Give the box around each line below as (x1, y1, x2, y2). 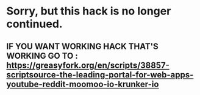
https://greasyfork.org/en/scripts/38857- (6, 60, 170, 70)
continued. (6, 17, 63, 31)
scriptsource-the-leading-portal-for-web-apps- (6, 70, 194, 80)
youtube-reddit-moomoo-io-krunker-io (6, 79, 159, 89)
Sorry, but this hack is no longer (6, 4, 171, 18)
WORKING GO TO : (6, 50, 78, 61)
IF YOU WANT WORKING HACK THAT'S (6, 41, 159, 51)
